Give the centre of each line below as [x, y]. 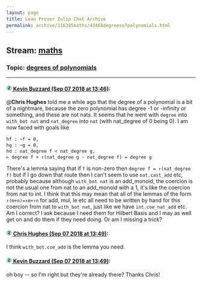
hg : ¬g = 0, [23, 145]
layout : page [23, 13]
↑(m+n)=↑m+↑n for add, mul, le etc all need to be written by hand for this [93, 201]
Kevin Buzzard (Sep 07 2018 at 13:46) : [62, 89]
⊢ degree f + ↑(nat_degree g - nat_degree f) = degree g [79, 157]
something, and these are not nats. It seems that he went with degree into [97, 115]
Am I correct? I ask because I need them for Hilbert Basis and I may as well [99, 213]
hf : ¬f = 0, [23, 139]
